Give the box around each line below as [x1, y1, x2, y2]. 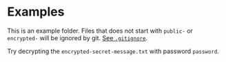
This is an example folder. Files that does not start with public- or [7, 27, 193, 35]
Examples [7, 4, 65, 20]
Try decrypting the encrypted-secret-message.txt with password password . [7, 47, 219, 55]
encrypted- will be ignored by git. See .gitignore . [7, 33, 148, 42]
